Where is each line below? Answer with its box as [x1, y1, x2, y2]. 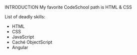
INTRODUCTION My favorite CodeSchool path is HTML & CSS [4, 4, 133, 10]
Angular [11, 45, 28, 50]
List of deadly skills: [4, 14, 45, 19]
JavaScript [11, 34, 34, 40]
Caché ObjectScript [11, 39, 53, 45]
